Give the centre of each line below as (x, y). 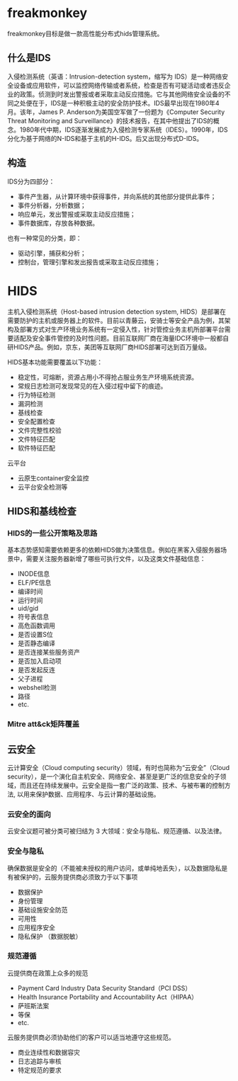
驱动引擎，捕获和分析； (52, 253)
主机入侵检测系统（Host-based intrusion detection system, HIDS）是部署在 (117, 311)
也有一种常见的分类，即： (45, 238)
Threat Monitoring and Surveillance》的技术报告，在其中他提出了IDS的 (110, 120)
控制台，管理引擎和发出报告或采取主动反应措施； (89, 262)
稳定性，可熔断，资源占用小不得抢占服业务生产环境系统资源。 (108, 377)
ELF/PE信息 (34, 583)
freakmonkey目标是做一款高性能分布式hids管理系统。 (85, 33)
